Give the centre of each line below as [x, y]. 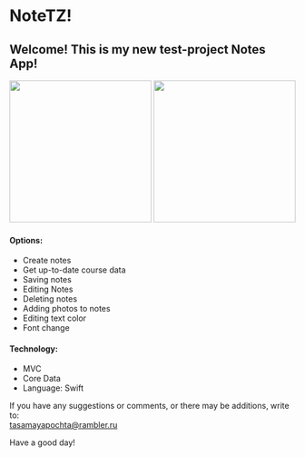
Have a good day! [42, 442]
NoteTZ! [41, 16]
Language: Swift [53, 388]
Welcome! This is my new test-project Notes [138, 50]
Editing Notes [48, 289]
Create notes [47, 261]
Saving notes [47, 280]
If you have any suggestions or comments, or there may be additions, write [149, 406]
